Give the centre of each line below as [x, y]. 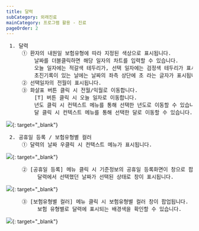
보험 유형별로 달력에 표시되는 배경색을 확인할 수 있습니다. [110, 209]
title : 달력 [20, 12]
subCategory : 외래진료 [32, 17]
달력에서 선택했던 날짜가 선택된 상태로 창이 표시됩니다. [106, 177]
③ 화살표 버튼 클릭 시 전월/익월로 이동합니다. [80, 90]
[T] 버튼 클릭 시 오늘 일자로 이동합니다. [86, 98]
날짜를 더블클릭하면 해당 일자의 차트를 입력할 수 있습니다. [106, 61]
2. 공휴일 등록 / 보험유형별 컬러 [50, 137]
